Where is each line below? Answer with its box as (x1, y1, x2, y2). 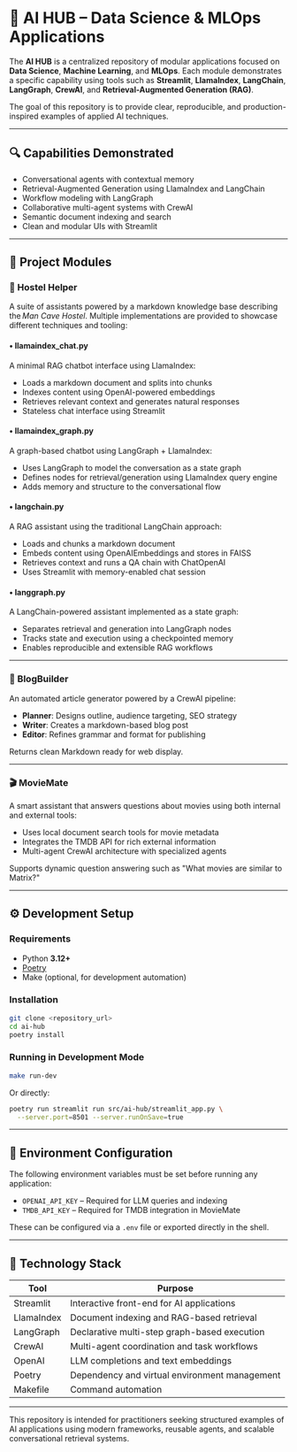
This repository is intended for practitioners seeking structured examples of (9, 1415, 285, 1425)
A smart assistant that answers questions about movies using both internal (9, 800, 281, 811)
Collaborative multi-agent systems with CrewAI (21, 202, 194, 212)
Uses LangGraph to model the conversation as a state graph (21, 462, 241, 472)
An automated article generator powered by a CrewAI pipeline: (9, 693, 236, 703)
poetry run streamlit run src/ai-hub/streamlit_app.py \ (9, 1104, 224, 1113)
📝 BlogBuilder (9, 672, 69, 685)
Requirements (9, 933, 72, 945)
